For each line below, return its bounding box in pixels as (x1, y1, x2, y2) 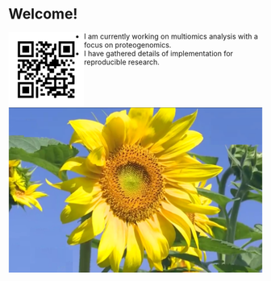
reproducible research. (84, 57, 160, 67)
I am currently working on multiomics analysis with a (84, 31, 258, 41)
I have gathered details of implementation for (84, 48, 234, 58)
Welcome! (8, 5, 78, 23)
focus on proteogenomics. (84, 39, 172, 49)
